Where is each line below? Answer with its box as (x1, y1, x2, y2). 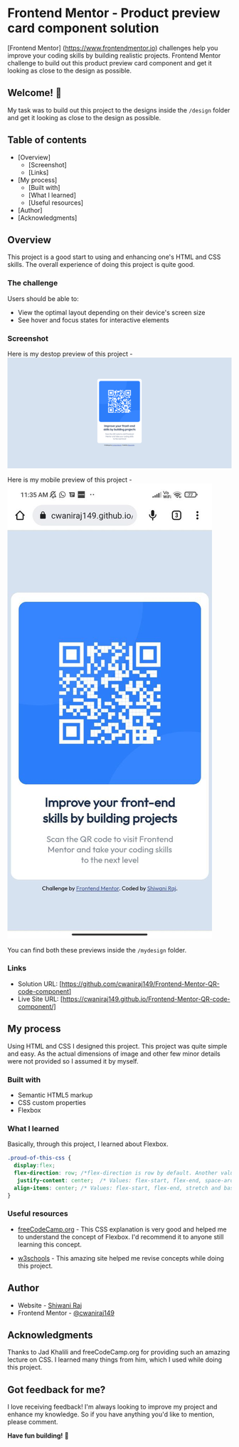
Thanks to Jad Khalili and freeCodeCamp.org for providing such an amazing (7, 1348, 230, 1357)
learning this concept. (17, 1240, 82, 1249)
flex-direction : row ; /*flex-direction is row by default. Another (14, 1169, 218, 1177)
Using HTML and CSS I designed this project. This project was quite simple (7, 1041, 228, 1050)
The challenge (7, 278, 58, 288)
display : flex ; (14, 1162, 55, 1170)
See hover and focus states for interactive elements (17, 315, 169, 324)
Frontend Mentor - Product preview (7, 5, 221, 21)
